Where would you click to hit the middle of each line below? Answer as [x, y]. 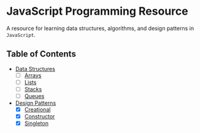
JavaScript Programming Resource [97, 11]
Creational [37, 109]
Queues [34, 96]
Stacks [33, 89]
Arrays [33, 75]
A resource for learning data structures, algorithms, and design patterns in [100, 28]
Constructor [40, 116]
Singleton [37, 123]
